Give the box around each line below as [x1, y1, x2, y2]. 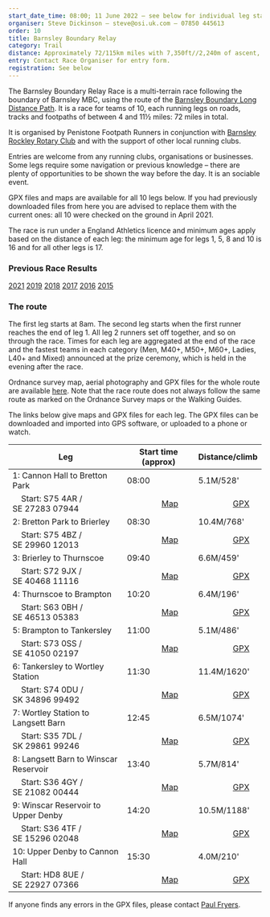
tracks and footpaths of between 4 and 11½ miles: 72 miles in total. [8, 112, 229, 121]
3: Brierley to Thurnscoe [12, 553, 104, 564]
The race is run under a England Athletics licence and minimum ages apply [8, 225, 256, 235]
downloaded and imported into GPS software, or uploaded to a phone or [8, 419, 247, 429]
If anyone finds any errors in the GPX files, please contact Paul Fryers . [8, 900, 241, 910]
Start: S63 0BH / [21, 602, 83, 613]
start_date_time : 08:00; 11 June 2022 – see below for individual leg [8, 11, 250, 20]
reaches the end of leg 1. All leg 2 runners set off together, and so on [8, 327, 236, 338]
